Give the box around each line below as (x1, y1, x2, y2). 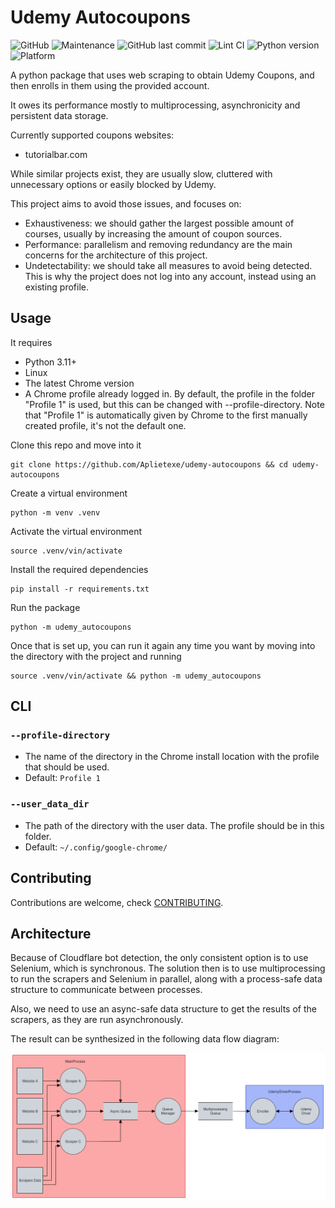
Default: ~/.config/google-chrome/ (24, 841, 168, 853)
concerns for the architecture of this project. (24, 249, 208, 261)
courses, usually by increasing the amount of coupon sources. (24, 227, 283, 240)
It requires (10, 336, 53, 348)
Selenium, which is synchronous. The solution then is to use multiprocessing (10, 962, 326, 975)
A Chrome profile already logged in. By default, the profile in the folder (24, 387, 316, 400)
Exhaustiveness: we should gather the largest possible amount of (24, 217, 295, 229)
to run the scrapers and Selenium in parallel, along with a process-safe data (10, 973, 323, 985)
